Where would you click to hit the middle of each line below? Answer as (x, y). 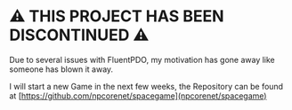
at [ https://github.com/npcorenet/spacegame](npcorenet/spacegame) (138, 96)
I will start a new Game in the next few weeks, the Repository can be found (146, 86)
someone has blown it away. (61, 69)
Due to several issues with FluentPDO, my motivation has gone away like (142, 59)
